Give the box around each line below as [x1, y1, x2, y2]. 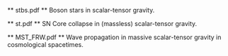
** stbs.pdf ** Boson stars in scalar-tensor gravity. [7, 6, 155, 14]
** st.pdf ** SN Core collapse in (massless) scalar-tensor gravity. [7, 20, 198, 27]
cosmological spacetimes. [7, 41, 84, 48]
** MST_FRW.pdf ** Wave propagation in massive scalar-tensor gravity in [7, 33, 222, 41]
